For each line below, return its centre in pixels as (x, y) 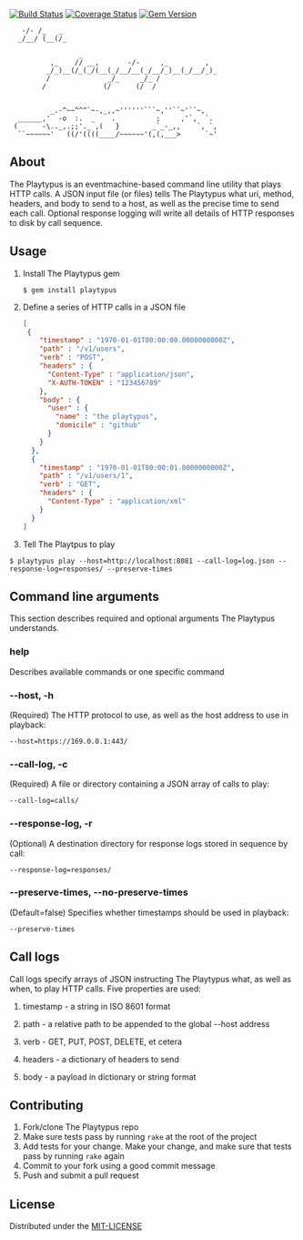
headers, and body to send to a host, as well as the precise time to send (144, 203)
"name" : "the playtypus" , (107, 417)
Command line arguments (84, 596)
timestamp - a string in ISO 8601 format (96, 1006)
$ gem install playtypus (70, 290)
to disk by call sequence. (56, 222)
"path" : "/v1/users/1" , (86, 476)
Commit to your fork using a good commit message (119, 1166)
